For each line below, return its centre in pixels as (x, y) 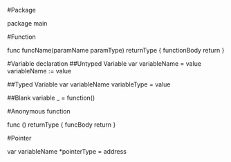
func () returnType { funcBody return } (62, 125)
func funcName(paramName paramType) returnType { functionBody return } (116, 50)
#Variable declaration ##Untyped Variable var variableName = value (104, 64)
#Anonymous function (39, 111)
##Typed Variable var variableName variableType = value (89, 84)
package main (27, 23)
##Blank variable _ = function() (51, 98)
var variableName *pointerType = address (67, 151)
